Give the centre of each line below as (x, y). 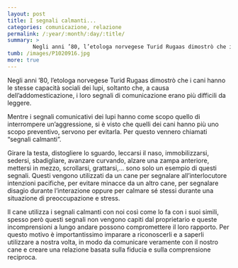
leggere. (19, 103)
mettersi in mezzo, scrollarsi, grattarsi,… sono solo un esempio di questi (112, 168)
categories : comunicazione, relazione (64, 27)
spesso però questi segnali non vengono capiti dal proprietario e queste (112, 219)
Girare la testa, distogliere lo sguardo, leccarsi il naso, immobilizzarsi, (108, 152)
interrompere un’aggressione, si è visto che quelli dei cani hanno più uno (113, 124)
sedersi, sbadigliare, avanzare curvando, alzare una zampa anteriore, (108, 160)
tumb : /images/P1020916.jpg (49, 54)
